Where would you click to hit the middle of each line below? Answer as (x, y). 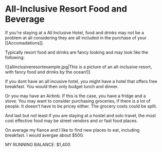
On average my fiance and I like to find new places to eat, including (72, 130)
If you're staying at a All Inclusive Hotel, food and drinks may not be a (75, 32)
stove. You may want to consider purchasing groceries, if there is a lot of (78, 101)
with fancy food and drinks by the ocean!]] (48, 72)
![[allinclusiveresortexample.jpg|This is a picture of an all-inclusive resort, (79, 67)
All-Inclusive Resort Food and (66, 9)
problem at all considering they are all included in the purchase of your (76, 38)
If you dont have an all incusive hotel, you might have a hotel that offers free (81, 81)
